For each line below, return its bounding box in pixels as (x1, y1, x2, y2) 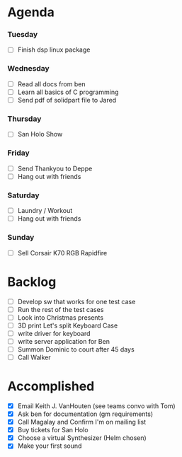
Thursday (7, 114, 42, 124)
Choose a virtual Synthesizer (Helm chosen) (17, 434, 147, 442)
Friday (7, 148, 30, 158)
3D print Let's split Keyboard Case (17, 321, 118, 330)
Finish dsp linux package (17, 45, 91, 54)
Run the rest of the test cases (17, 305, 104, 313)
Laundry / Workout (17, 207, 73, 215)
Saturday (7, 190, 40, 200)
